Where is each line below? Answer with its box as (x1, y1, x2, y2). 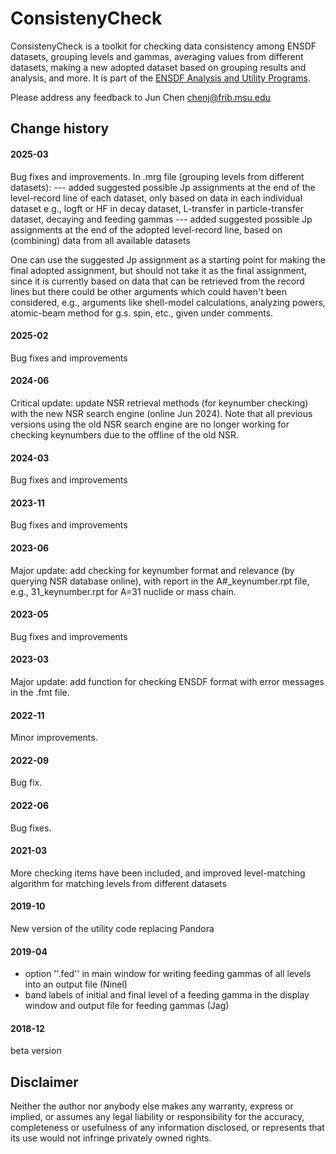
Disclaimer (10, 1073, 79, 1091)
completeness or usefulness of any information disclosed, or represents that (10, 1122, 325, 1134)
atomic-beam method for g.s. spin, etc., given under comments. (10, 307, 274, 319)
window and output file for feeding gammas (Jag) (24, 1000, 230, 1012)
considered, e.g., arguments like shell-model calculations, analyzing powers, (10, 296, 326, 308)
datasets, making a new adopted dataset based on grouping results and (10, 61, 307, 73)
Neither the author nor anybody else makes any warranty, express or (10, 1100, 294, 1112)
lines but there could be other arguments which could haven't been (10, 285, 287, 297)
